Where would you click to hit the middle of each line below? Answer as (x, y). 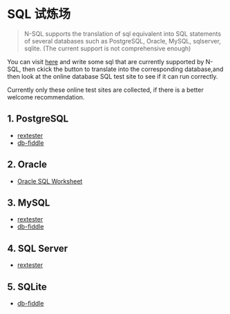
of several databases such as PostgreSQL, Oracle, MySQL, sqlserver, (122, 41)
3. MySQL (29, 203)
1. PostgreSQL (38, 119)
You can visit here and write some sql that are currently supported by (106, 61)
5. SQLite (27, 287)
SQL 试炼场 (39, 14)
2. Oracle (27, 165)
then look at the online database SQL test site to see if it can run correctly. (113, 76)
